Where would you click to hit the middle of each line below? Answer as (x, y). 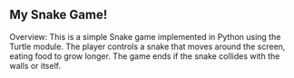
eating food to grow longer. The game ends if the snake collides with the (145, 56)
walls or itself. (35, 65)
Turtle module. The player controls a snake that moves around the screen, (147, 46)
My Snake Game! (59, 15)
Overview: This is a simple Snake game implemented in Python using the (145, 36)
